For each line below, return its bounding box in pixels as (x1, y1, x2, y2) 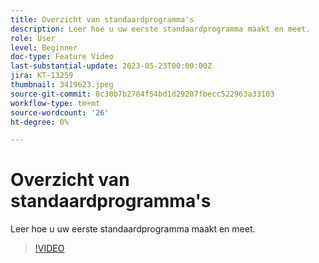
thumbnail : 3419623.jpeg (10, 80, 114, 90)
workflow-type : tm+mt (10, 98, 101, 108)
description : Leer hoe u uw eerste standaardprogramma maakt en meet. (10, 24, 311, 34)
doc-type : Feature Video (10, 52, 114, 62)
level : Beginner (10, 42, 78, 53)
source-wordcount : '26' (10, 107, 110, 118)
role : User (10, 33, 56, 43)
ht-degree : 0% (10, 117, 70, 127)
